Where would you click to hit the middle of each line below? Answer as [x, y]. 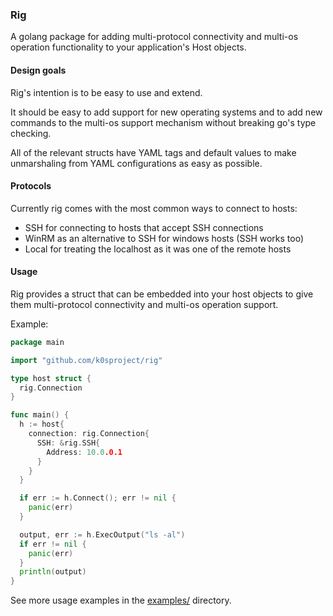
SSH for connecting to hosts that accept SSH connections [144, 227]
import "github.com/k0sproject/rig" [86, 360]
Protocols [31, 186]
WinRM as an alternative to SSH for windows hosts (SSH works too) [164, 238]
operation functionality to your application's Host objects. [128, 47]
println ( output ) [53, 572]
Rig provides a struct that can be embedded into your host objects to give [162, 294]
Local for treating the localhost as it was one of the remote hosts [158, 249]
